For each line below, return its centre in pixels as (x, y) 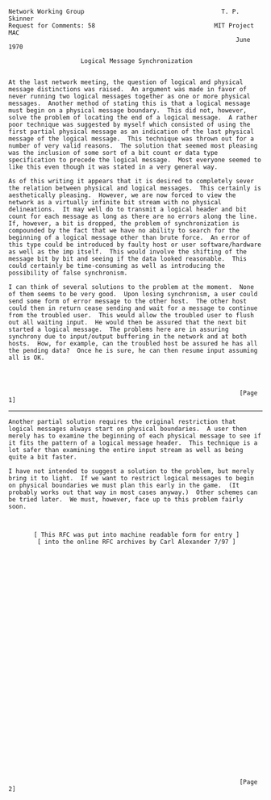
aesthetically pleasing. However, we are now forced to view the (122, 195)
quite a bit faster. (43, 457)
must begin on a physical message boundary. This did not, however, (128, 111)
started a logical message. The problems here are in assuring (119, 329)
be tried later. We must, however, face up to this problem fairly (126, 500)
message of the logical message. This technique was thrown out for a (131, 139)
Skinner (21, 19)
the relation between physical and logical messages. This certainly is (135, 188)
